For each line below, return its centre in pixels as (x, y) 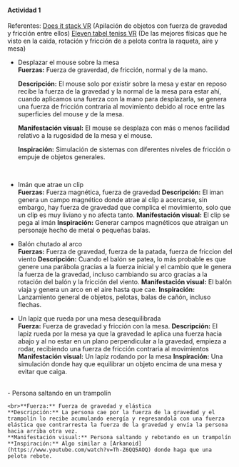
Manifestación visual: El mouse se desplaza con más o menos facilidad (124, 128)
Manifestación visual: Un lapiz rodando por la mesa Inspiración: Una (120, 356)
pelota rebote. (30, 456)
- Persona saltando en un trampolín (59, 393)
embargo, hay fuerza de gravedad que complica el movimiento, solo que (124, 208)
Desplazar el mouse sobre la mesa (68, 62)
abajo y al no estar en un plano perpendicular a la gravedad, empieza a (122, 341)
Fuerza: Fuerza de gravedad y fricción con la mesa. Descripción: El (117, 326)
